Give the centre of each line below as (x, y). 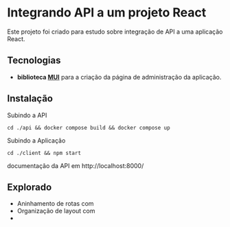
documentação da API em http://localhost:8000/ (76, 165)
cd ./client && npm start (44, 153)
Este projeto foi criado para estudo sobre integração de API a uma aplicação (115, 32)
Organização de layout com (56, 211)
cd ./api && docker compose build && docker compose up (89, 128)
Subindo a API (27, 115)
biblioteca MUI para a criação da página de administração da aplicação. (119, 77)
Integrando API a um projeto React (107, 13)
